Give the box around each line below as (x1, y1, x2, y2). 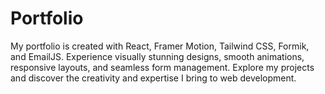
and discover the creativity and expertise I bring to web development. (10, 72, 297, 84)
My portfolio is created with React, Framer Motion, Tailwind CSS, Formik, (10, 40, 310, 52)
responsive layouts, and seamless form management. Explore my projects (10, 61, 315, 73)
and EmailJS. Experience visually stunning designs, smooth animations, (10, 50, 305, 62)
